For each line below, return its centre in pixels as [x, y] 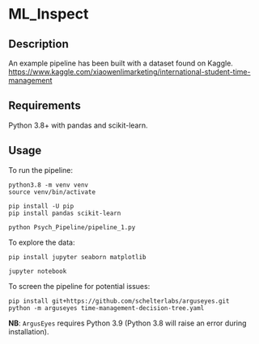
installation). [29, 331]
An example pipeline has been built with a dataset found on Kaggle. [121, 63]
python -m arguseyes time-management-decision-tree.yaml [106, 308]
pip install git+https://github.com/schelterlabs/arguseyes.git [119, 301]
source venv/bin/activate [52, 192]
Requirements [45, 106]
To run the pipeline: [40, 170]
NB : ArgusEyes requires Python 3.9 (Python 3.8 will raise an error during [127, 323]
